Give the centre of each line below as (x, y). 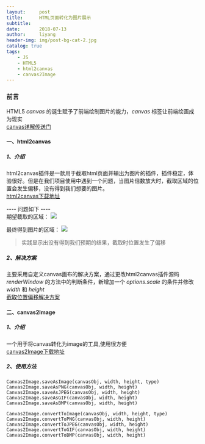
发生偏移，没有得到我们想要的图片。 (62, 188)
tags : (13, 52)
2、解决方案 (21, 257)
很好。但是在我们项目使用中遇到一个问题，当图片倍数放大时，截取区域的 (102, 181)
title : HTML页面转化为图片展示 (49, 18)
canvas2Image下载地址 (36, 351)
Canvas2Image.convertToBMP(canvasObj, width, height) (76, 435)
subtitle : (19, 23)
